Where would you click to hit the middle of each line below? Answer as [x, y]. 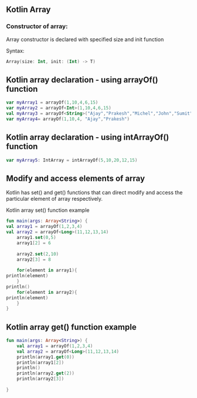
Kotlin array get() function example [71, 327]
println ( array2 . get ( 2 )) [46, 373]
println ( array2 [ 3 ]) [40, 379]
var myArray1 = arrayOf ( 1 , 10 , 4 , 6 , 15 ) [52, 102]
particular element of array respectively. [55, 199]
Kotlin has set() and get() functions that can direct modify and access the [94, 193]
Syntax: [15, 51]
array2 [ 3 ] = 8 [34, 259]
